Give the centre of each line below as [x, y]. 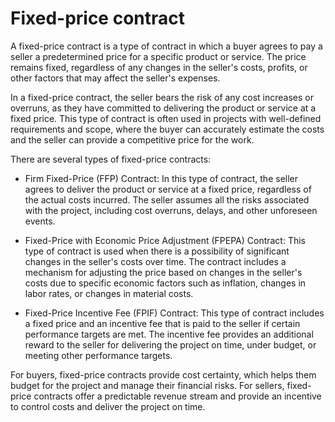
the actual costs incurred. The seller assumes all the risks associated [167, 199]
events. [40, 221]
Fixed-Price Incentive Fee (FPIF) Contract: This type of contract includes [174, 313]
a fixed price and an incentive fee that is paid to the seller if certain [162, 323]
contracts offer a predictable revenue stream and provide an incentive [177, 396]
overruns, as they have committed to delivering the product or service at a [163, 108]
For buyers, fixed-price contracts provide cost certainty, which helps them [163, 374]
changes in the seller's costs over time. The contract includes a [155, 261]
